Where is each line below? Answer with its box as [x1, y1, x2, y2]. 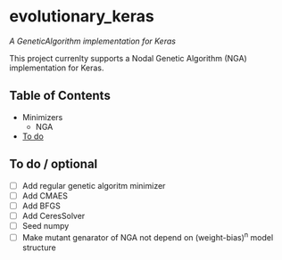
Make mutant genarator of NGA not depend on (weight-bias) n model [21, 230, 274, 242]
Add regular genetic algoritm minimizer [21, 180, 166, 191]
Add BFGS [21, 200, 61, 211]
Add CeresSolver [21, 210, 86, 221]
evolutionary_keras [9, 6, 154, 27]
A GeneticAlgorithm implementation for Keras [9, 36, 177, 46]
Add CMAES [21, 190, 69, 201]
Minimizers [21, 111, 63, 122]
